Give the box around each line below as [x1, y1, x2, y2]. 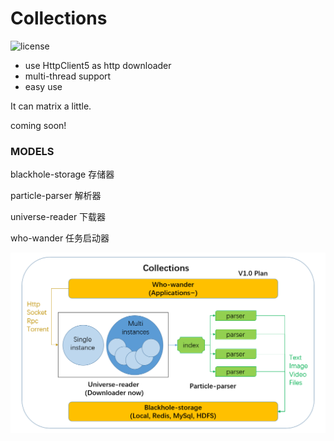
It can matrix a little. [10, 100, 92, 112]
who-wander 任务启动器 [10, 232, 110, 244]
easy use [24, 80, 63, 92]
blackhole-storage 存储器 [10, 168, 115, 181]
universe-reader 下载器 [10, 211, 107, 223]
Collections [10, 7, 108, 30]
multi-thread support [24, 70, 112, 82]
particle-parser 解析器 [10, 190, 102, 202]
